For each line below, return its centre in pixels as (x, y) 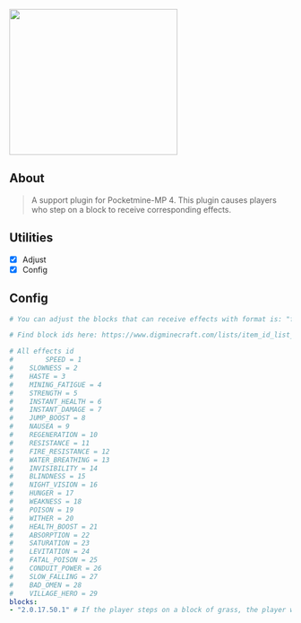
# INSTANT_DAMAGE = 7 (56, 410)
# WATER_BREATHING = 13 (60, 460)
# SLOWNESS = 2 (43, 368)
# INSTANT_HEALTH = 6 (56, 401)
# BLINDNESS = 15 (48, 477)
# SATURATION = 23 (50, 543)
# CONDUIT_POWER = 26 (56, 569)
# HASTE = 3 (38, 376)
